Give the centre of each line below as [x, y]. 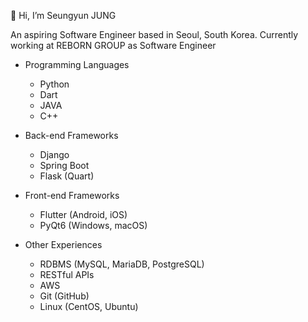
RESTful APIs [67, 274]
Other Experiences [63, 244]
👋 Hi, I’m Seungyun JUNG [63, 15]
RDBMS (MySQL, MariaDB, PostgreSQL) [122, 264]
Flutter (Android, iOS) [83, 214]
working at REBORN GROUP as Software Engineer [113, 45]
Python [54, 84]
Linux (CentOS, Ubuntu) [89, 306]
